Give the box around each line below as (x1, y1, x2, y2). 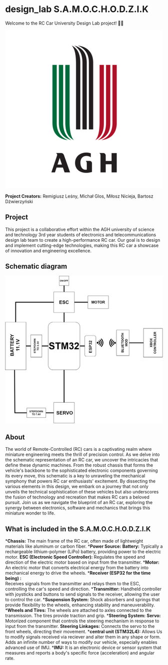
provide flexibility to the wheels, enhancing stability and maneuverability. (5, 602, 155, 608)
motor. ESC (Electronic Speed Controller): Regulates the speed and (5, 554, 145, 560)
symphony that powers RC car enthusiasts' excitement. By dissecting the (5, 478, 156, 484)
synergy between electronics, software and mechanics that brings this (5, 505, 150, 511)
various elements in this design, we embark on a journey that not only (5, 483, 148, 489)
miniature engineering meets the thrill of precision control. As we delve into (5, 451, 160, 457)
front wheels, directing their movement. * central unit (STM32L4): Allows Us (5, 628, 162, 635)
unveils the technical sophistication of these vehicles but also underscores (5, 489, 159, 495)
